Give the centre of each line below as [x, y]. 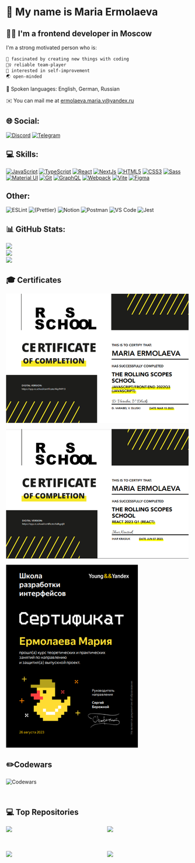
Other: [18, 196]
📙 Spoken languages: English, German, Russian [63, 89]
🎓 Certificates [34, 280]
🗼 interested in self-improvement [48, 71]
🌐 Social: [23, 121]
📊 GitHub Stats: [36, 229]
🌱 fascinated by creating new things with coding [68, 59]
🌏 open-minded [24, 77]
